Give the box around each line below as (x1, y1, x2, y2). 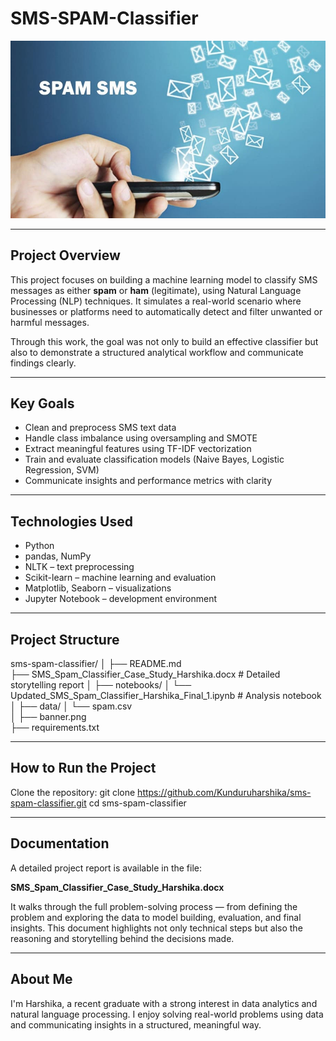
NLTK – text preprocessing (24, 561, 135, 573)
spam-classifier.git (10, 797, 87, 809)
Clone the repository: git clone (10, 786, 136, 798)
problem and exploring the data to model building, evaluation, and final (10, 911, 302, 923)
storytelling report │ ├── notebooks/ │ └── (10, 679, 192, 691)
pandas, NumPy (24, 550, 92, 562)
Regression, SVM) (24, 464, 100, 476)
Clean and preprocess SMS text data (24, 422, 177, 434)
